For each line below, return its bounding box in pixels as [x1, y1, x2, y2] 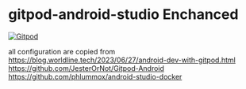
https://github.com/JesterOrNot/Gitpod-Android [8, 63, 165, 72]
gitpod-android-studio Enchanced [8, 6, 239, 24]
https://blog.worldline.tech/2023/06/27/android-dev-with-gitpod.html [8, 55, 236, 65]
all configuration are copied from [8, 46, 116, 56]
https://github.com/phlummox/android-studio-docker [8, 72, 183, 81]
